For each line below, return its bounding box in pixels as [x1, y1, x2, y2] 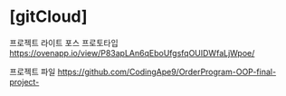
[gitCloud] [9, 6, 88, 27]
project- [9, 76, 40, 87]
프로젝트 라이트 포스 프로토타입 [9, 37, 119, 48]
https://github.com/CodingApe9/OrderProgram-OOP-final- [57, 66, 277, 77]
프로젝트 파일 [9, 66, 56, 77]
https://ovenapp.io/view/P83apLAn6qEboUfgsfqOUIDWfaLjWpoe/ [9, 47, 255, 58]
